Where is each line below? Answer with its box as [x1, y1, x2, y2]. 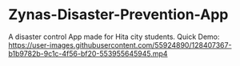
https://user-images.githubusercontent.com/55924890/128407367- [8, 40, 232, 49]
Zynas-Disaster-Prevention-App [8, 6, 229, 24]
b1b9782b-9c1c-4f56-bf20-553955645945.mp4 [8, 49, 168, 58]
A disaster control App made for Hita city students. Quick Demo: [8, 32, 220, 41]
